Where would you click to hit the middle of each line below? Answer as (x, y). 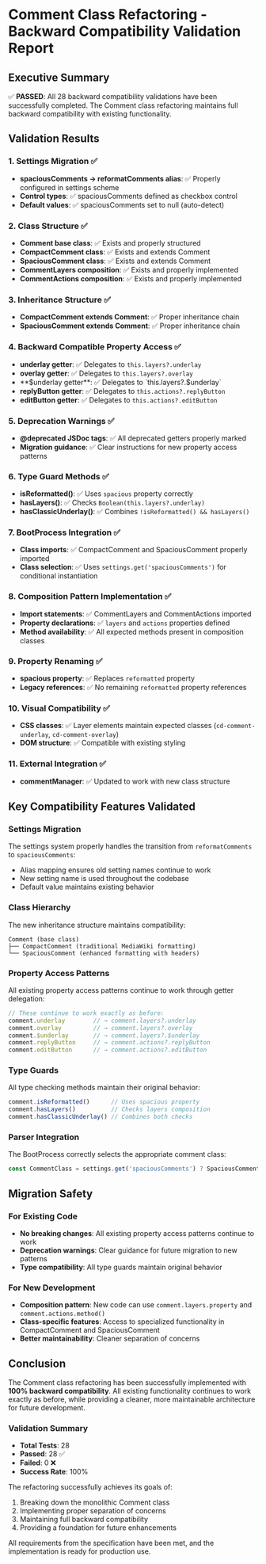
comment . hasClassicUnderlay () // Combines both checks (101, 1117)
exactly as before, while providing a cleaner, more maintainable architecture (132, 1399)
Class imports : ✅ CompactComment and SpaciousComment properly (133, 550)
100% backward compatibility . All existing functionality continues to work (130, 1391)
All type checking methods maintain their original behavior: (104, 1088)
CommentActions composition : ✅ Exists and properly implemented (131, 278)
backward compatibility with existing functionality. (90, 114)
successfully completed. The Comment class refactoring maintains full (123, 105)
